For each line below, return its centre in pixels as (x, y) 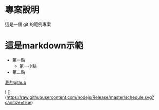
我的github (16, 82)
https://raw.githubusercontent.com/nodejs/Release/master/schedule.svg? (80, 97)
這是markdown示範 (44, 46)
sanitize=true (18, 102)
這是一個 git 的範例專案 (28, 24)
